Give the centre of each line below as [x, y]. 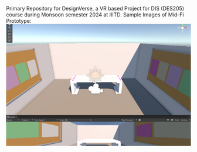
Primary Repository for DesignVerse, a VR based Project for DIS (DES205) [95, 8]
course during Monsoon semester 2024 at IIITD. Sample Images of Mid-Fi [95, 15]
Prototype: [19, 21]
